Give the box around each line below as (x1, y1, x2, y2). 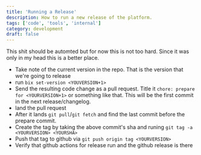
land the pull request (14, 104, 66, 112)
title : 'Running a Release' (6, 8, 77, 15)
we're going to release (14, 72, 71, 80)
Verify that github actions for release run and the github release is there (14, 142, 193, 149)
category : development (6, 25, 63, 32)
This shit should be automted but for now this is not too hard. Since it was (6, 48, 190, 55)
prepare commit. (14, 117, 57, 124)
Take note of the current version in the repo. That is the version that (14, 66, 183, 73)
